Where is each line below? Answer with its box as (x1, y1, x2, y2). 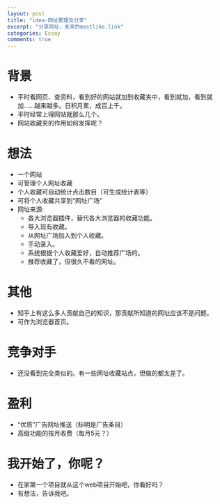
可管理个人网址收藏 (17, 179, 73, 187)
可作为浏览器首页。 (17, 317, 73, 326)
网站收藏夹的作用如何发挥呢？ (17, 119, 103, 128)
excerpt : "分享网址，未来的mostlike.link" (7, 23, 124, 30)
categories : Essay (7, 29, 61, 37)
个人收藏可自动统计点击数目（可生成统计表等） (17, 188, 152, 196)
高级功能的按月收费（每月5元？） (17, 429, 113, 437)
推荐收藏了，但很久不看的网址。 (27, 257, 120, 266)
